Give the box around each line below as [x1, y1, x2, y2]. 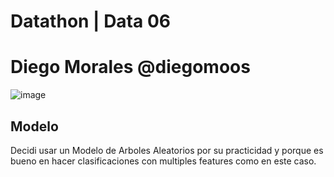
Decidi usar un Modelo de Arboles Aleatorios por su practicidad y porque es [10, 144, 324, 156]
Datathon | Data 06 [10, 10, 171, 33]
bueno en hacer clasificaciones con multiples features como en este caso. [10, 155, 317, 167]
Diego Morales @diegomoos [10, 56, 251, 79]
